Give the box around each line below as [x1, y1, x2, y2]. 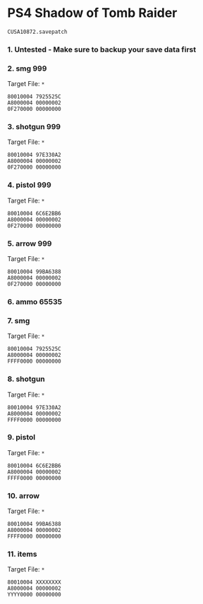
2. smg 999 [7, 64, 47, 73]
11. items [7, 549, 37, 559]
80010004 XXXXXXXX [7, 579, 61, 586]
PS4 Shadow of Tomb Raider [7, 5, 178, 21]
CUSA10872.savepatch [7, 28, 68, 35]
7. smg [7, 315, 30, 325]
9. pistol [7, 433, 36, 442]
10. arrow [7, 490, 40, 500]
